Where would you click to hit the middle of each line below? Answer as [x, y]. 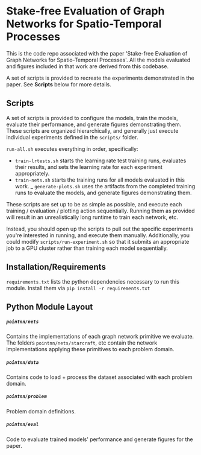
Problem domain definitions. [41, 411]
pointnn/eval [23, 425]
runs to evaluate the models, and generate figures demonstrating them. [103, 192]
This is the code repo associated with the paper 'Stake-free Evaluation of [97, 53]
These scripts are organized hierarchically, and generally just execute [92, 130]
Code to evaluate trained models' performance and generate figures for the [100, 439]
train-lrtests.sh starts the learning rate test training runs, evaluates [100, 161]
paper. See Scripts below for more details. [59, 84]
